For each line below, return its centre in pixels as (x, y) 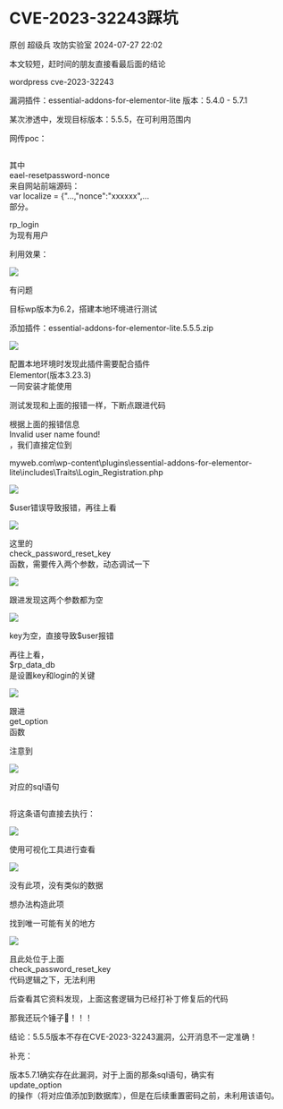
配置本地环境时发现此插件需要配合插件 (79, 363)
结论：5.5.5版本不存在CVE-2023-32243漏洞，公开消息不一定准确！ (133, 1036)
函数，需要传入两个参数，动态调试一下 (79, 564)
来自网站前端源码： (45, 185)
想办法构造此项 (37, 904)
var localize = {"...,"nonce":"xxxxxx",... (79, 196)
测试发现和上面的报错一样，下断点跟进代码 (87, 405)
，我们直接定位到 (41, 445)
